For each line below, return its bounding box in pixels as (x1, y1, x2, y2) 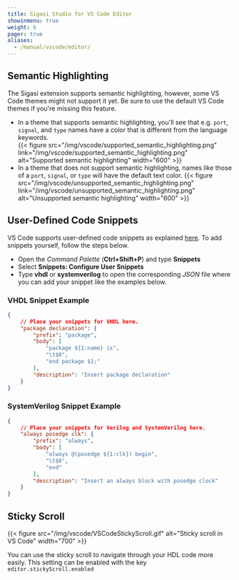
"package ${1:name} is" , (45, 345, 120, 352)
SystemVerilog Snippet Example (7, 401, 121, 411)
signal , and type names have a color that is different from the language (17, 126, 228, 134)
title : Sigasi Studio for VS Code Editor (7, 10, 133, 18)
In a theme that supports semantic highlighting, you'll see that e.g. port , (17, 118, 228, 126)
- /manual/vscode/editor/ (14, 44, 91, 51)
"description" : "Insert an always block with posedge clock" (33, 477, 219, 484)
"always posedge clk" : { (20, 431, 94, 438)
